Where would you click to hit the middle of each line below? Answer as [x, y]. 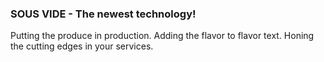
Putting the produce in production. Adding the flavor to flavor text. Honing [162, 36]
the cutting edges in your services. [82, 46]
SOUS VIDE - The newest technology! [103, 14]
